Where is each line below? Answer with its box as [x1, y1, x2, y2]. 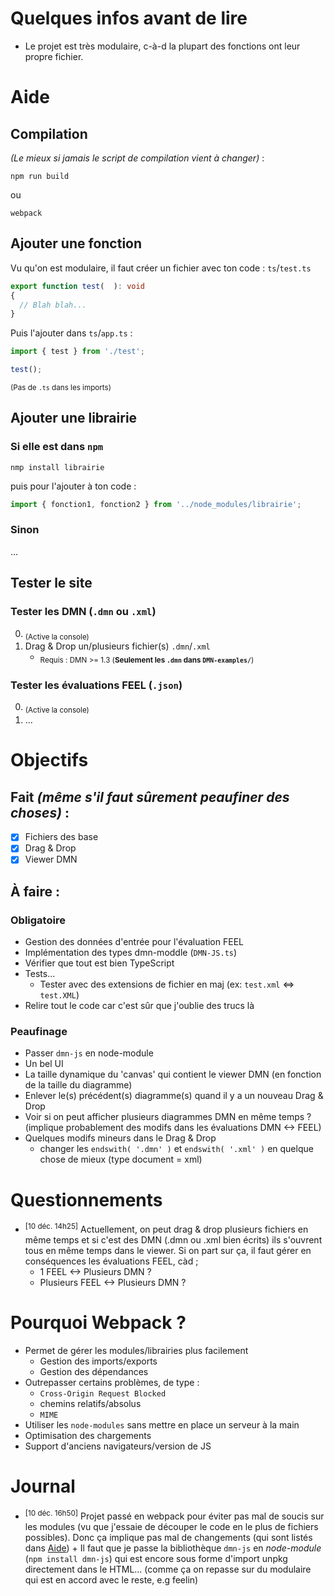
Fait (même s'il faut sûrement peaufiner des [10, 788, 290, 806]
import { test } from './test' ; [10, 347, 145, 357]
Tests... [24, 968, 56, 980]
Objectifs [10, 749, 89, 772]
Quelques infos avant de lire [10, 7, 248, 30]
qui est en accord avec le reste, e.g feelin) [24, 1573, 199, 1586]
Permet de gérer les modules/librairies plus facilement [24, 1344, 249, 1356]
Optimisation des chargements [24, 1429, 152, 1441]
